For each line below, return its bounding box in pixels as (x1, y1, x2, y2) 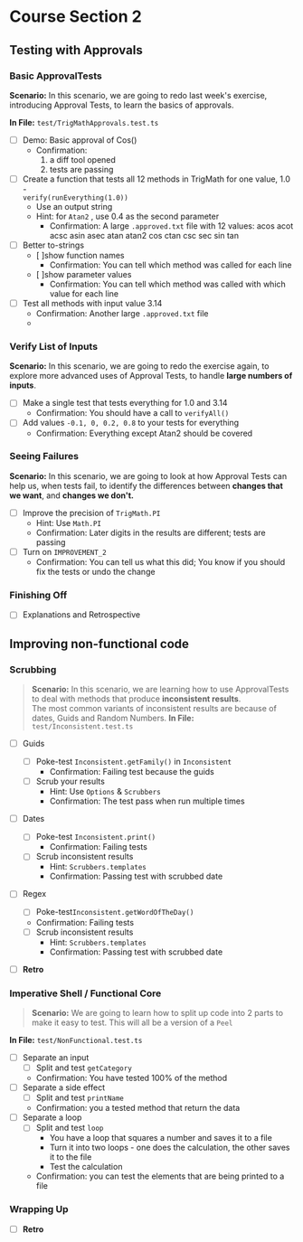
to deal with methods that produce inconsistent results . (31, 693, 241, 704)
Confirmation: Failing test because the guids (49, 767, 215, 777)
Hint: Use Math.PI (35, 517, 102, 528)
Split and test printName (35, 1092, 125, 1104)
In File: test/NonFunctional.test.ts (9, 1034, 143, 1045)
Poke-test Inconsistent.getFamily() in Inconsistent (35, 757, 232, 767)
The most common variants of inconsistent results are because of (31, 703, 278, 714)
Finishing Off (9, 588, 68, 601)
